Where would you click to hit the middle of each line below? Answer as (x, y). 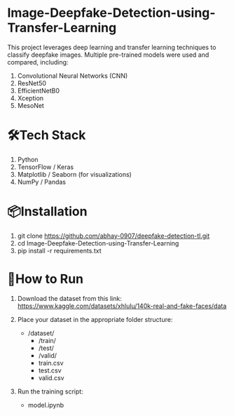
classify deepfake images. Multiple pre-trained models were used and (108, 55)
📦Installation (47, 212)
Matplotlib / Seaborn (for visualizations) (74, 174)
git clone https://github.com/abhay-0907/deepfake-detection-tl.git (113, 236)
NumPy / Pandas (42, 182)
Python (28, 159)
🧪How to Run (46, 279)
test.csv (50, 370)
